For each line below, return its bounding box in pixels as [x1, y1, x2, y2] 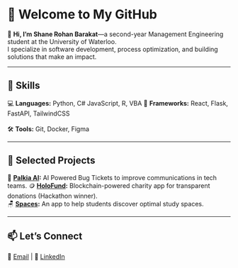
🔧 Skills [7, 79, 40, 91]
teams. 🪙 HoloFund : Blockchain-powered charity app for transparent [7, 181, 210, 190]
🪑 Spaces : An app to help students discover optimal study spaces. [7, 199, 204, 208]
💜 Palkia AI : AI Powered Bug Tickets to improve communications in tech [7, 173, 217, 182]
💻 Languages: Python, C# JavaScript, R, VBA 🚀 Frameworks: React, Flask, [7, 99, 229, 107]
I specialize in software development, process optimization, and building [7, 45, 218, 53]
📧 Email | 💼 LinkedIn [7, 252, 65, 261]
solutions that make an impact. [7, 52, 97, 61]
